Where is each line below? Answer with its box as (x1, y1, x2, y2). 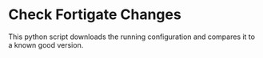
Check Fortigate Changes (8, 6, 181, 24)
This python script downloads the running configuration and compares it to (8, 32, 256, 41)
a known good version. (8, 40, 84, 49)
